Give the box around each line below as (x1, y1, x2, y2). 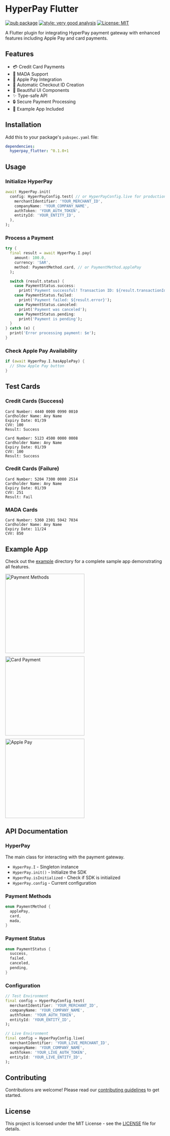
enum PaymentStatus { (5, 946, 51, 952)
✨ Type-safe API (12, 92, 48, 98)
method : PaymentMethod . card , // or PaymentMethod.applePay (14, 264, 142, 270)
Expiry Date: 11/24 (5, 526, 47, 532)
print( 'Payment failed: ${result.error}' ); (18, 297, 112, 303)
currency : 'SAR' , (14, 260, 51, 265)
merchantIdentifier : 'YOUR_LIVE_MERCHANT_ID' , (10, 1041, 110, 1046)
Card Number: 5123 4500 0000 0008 (5, 436, 78, 441)
